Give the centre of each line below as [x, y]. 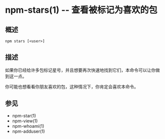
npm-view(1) [25, 121]
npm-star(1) [24, 116]
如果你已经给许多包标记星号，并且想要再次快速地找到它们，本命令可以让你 [80, 70]
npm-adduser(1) [28, 131]
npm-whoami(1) [28, 126]
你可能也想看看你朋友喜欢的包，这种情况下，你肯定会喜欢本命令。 [72, 87]
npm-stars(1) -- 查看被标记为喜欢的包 [81, 10]
